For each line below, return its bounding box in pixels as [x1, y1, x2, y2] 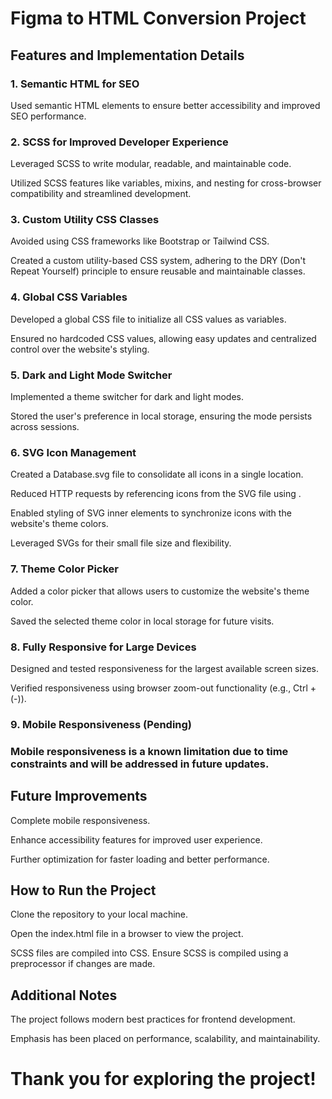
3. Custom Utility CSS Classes [10, 213, 160, 227]
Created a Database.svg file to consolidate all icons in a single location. [10, 468, 304, 481]
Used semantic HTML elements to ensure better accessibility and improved [10, 99, 321, 111]
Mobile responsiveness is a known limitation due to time [10, 744, 289, 758]
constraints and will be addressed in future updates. [10, 757, 270, 771]
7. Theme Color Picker [10, 562, 120, 576]
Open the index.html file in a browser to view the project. [10, 928, 244, 940]
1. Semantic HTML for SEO [10, 77, 140, 91]
